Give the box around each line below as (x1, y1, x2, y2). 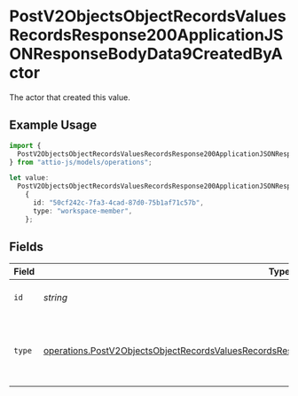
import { (9, 141, 42, 150)
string (43, 291, 68, 304)
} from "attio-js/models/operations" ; (9, 158, 153, 167)
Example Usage (9, 118, 98, 133)
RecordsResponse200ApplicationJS (9, 25, 284, 45)
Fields (9, 239, 44, 254)
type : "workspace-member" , (32, 206, 133, 215)
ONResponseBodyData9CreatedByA (9, 44, 284, 64)
